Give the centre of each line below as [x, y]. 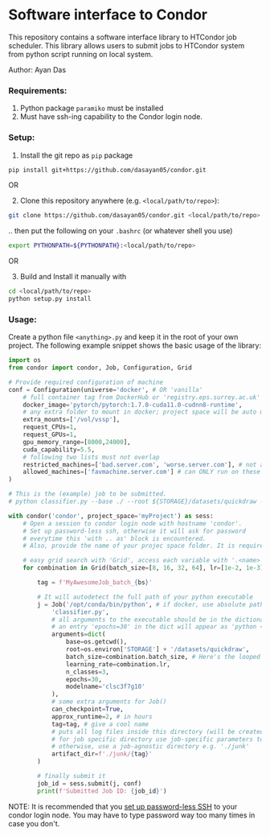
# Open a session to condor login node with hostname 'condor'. [133, 523]
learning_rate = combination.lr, [118, 664]
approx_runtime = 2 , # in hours [102, 717]
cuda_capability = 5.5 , [59, 449]
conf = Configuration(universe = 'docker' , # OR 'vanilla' [106, 389]
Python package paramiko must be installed [92, 108]
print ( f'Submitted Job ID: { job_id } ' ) [102, 791]
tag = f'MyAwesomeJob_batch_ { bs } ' [95, 583]
